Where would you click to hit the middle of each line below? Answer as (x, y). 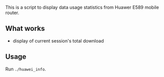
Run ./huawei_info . (26, 69)
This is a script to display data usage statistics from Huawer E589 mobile (82, 7)
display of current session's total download (58, 41)
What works (25, 29)
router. (12, 13)
